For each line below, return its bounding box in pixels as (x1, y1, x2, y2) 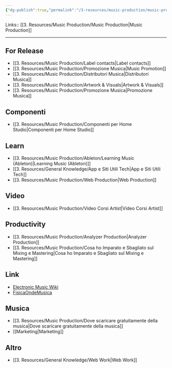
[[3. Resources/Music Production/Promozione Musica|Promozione (12, 88, 153, 94)
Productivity (5, 220, 46, 229)
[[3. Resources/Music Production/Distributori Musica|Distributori (12, 71, 149, 77)
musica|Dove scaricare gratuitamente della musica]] (12, 323, 123, 329)
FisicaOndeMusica (12, 289, 52, 295)
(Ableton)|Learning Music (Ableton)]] (12, 161, 91, 167)
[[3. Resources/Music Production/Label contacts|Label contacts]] (12, 60, 151, 67)
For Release (5, 47, 44, 55)
